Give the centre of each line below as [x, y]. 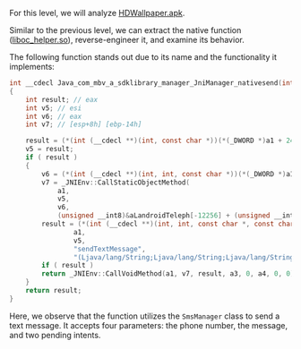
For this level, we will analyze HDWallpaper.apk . [97, 13]
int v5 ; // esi [54, 108]
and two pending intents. [55, 335]
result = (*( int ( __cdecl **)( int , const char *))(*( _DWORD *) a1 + [154, 141]
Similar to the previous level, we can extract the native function [125, 30]
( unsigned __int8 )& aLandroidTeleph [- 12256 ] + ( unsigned [163, 216]
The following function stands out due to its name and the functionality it [143, 57]
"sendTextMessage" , [109, 249]
